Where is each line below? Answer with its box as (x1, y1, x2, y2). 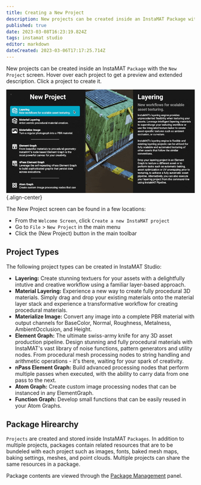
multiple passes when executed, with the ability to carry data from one (14, 370, 189, 377)
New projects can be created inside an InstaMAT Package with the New (6, 65, 177, 72)
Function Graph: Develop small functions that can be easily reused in (14, 396, 187, 403)
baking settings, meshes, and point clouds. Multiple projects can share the (6, 454, 190, 462)
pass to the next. (14, 376, 57, 384)
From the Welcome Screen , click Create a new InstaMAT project (14, 216, 170, 224)
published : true (6, 22, 47, 28)
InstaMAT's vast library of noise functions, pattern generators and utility (14, 345, 193, 352)
